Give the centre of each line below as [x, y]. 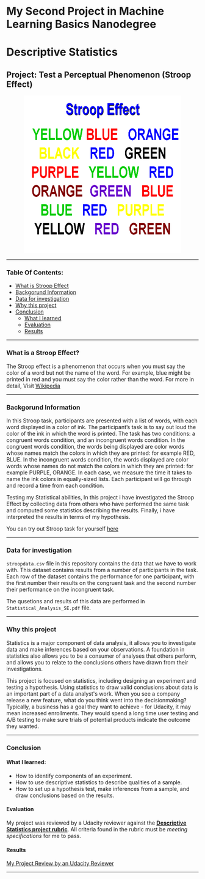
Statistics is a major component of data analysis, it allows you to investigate [101, 642]
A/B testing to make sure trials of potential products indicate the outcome [99, 719]
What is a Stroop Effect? [43, 353]
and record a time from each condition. [56, 486]
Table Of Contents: [35, 273]
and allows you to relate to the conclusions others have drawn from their [97, 662]
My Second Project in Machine [85, 11]
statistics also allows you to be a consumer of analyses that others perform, [102, 656]
